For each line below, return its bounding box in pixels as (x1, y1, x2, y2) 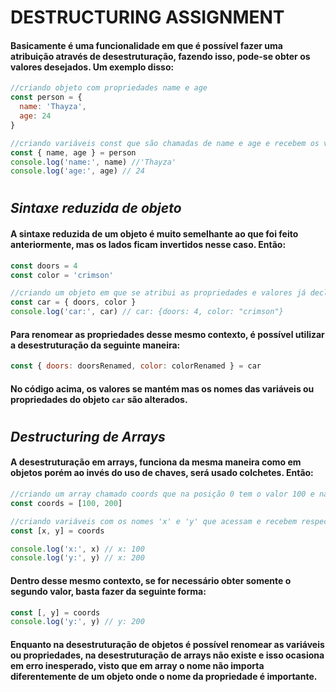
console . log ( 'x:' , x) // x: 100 (10, 544, 145, 554)
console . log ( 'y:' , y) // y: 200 (10, 617, 145, 627)
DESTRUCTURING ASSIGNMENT (10, 6, 285, 29)
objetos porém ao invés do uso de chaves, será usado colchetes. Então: (10, 467, 314, 479)
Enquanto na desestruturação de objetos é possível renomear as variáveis (10, 638, 325, 650)
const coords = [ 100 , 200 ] (10, 498, 123, 508)
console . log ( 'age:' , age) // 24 (10, 166, 145, 176)
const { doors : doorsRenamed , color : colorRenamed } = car (10, 361, 262, 371)
